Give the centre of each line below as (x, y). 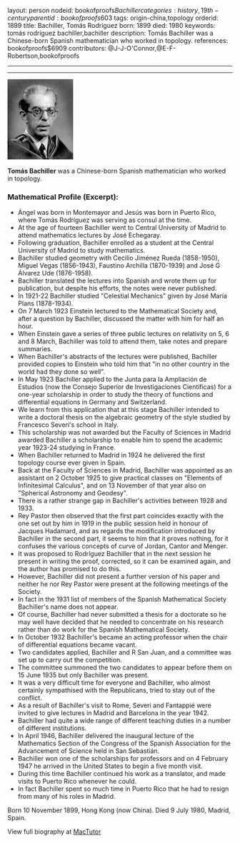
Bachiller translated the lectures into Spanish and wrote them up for (117, 281)
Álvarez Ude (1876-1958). (55, 273)
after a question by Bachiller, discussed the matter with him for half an (121, 319)
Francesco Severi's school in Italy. (68, 425)
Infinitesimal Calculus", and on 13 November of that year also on (112, 485)
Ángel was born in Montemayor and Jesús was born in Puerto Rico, (117, 213)
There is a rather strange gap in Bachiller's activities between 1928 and (122, 501)
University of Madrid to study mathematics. (81, 251)
